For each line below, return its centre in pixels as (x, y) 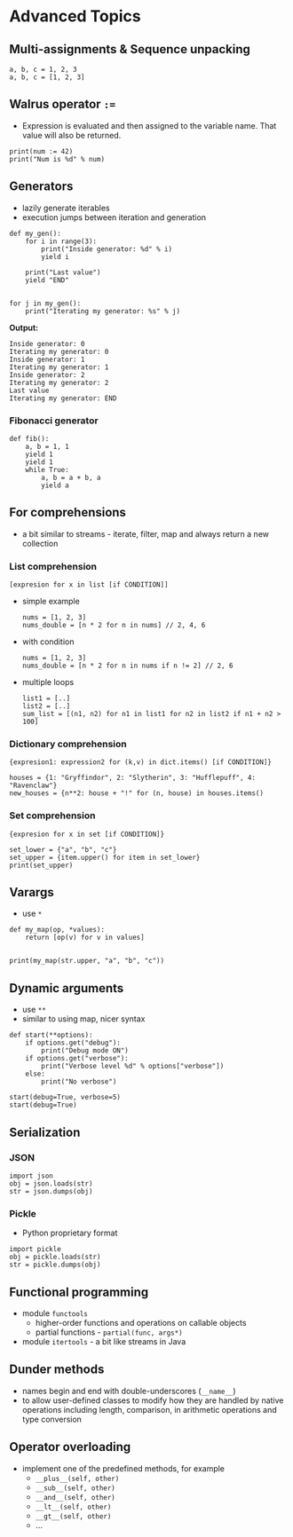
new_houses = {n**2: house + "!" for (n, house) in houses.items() (137, 793)
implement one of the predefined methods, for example (123, 1468)
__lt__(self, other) (73, 1507)
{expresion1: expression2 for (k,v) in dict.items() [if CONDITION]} (141, 762)
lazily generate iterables (66, 208)
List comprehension (53, 566)
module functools (55, 1313)
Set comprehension (52, 816)
